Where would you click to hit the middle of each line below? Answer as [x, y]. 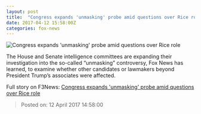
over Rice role [23, 93]
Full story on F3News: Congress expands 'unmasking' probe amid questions [100, 87]
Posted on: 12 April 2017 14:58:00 [62, 105]
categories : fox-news [33, 28]
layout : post [22, 12]
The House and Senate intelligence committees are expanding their [89, 56]
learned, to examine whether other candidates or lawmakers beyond [90, 69]
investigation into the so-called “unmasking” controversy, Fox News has [95, 63]
